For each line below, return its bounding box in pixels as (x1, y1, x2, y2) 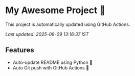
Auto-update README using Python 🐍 (12, 59, 93, 65)
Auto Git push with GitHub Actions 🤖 (12, 64, 89, 70)
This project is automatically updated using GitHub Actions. (5, 21, 130, 27)
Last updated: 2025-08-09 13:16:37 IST (5, 31, 89, 37)
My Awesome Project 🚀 (5, 5, 106, 16)
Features (5, 46, 34, 55)
